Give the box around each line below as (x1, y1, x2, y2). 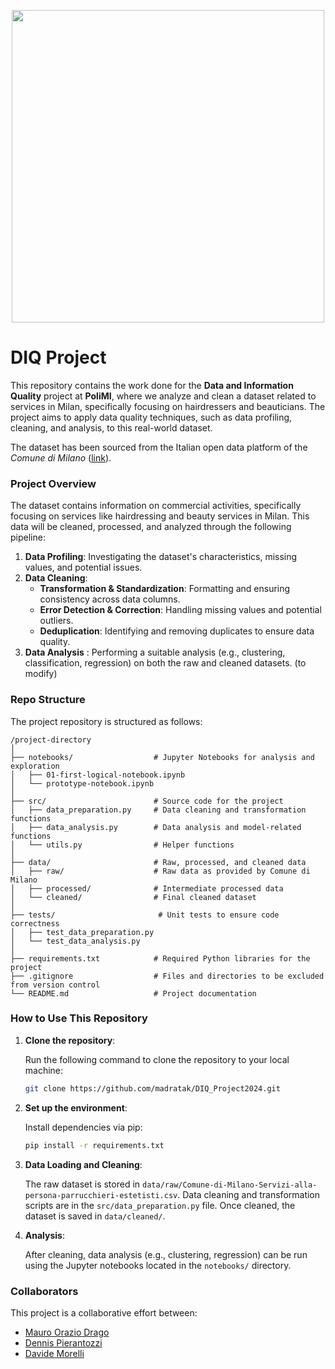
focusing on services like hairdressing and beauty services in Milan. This (10, 510, 310, 522)
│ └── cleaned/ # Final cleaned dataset (10, 892, 257, 902)
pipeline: (10, 531, 46, 544)
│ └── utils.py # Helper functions (10, 840, 235, 850)
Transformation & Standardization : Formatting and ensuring (39, 583, 291, 595)
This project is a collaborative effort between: (10, 1306, 198, 1319)
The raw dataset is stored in (24, 1178, 141, 1190)
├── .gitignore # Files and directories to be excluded (10, 971, 325, 981)
